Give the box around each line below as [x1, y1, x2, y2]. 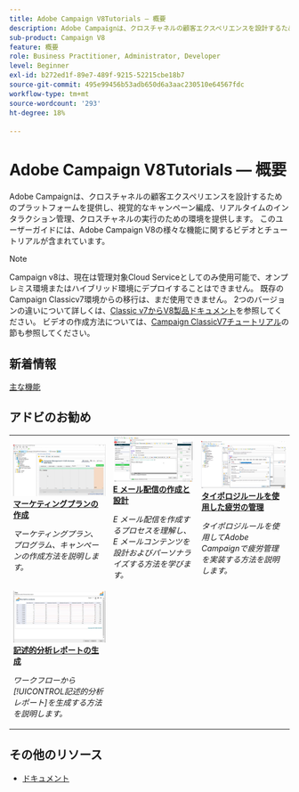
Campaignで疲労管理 [201, 543, 279, 553]
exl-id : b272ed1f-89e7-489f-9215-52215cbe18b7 [9, 71, 185, 80]
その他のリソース [9, 747, 102, 763]
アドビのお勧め [9, 410, 92, 425]
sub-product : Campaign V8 [9, 33, 105, 42]
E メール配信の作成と [112, 484, 190, 494]
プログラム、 [12, 539, 61, 550]
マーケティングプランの [12, 498, 99, 509]
